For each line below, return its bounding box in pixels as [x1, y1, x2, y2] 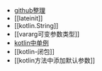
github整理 [13, 6, 46, 14]
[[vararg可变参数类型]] [13, 30, 80, 38]
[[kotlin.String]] [13, 22, 59, 30]
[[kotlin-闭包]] [13, 48, 55, 56]
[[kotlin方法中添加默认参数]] [13, 56, 96, 65]
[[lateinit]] [13, 14, 43, 22]
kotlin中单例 [13, 39, 50, 47]
